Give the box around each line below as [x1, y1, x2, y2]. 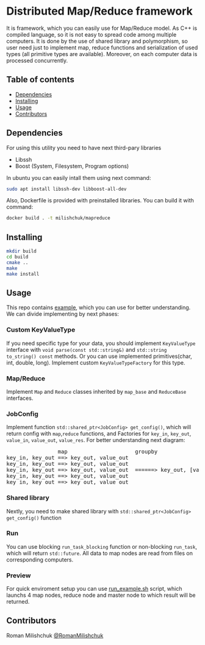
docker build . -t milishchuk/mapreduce [6, 215, 111, 221]
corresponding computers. [6, 556, 74, 563]
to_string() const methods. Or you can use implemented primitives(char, [6, 352, 192, 360]
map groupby [57, 448, 158, 455]
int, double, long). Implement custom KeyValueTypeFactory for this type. [6, 358, 185, 366]
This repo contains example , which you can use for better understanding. [6, 304, 191, 312]
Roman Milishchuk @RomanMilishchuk [6, 632, 104, 639]
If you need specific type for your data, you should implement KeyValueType [6, 340, 196, 347]
